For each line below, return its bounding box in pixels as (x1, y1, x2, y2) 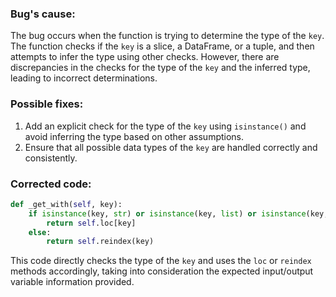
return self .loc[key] (46, 218, 137, 228)
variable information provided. (10, 276, 135, 288)
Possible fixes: (10, 97, 84, 111)
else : (28, 227, 52, 237)
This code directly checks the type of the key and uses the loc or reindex (10, 255, 312, 267)
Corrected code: (10, 177, 92, 191)
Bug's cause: (10, 7, 76, 21)
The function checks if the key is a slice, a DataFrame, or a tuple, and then (10, 40, 315, 52)
